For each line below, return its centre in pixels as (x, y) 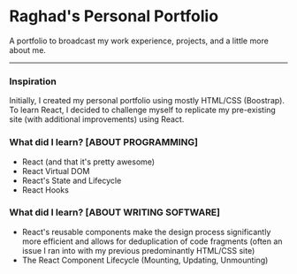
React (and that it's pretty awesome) (88, 162)
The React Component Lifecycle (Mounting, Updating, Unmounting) (145, 260)
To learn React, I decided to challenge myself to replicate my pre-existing (142, 110)
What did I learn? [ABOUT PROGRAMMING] (104, 142)
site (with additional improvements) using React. (97, 119)
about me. (28, 49)
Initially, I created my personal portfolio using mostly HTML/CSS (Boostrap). (147, 101)
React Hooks (45, 190)
